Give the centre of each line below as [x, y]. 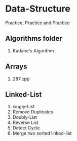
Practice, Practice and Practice [37, 23]
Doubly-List [25, 117]
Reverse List [26, 123]
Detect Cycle [26, 128]
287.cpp [21, 79]
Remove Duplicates [33, 112]
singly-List [23, 107]
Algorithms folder [34, 39]
